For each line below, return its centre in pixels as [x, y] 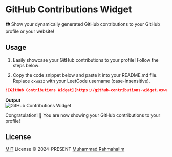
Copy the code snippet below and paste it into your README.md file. [85, 75]
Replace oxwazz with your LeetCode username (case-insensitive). [81, 81]
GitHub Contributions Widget [69, 9]
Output [13, 100]
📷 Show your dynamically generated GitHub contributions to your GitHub [83, 24]
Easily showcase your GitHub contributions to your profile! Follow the [85, 60]
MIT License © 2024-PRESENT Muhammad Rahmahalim [65, 149]
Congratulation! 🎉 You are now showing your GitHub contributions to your [83, 115]
